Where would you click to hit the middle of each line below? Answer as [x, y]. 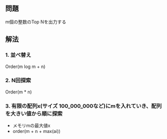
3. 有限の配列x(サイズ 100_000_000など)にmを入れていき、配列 [83, 106]
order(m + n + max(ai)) [37, 131]
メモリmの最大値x [31, 126]
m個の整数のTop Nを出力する [36, 22]
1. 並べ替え [18, 55]
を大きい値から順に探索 [34, 114]
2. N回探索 [18, 81]
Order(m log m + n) [25, 66]
